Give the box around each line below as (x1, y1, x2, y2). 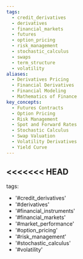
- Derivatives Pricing (12, 76, 69, 82)
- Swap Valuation (12, 133, 56, 140)
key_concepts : (6, 99, 42, 105)
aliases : (6, 71, 28, 77)
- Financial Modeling (12, 88, 67, 94)
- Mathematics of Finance (12, 93, 78, 99)
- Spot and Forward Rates (12, 122, 78, 128)
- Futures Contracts (12, 104, 64, 111)
